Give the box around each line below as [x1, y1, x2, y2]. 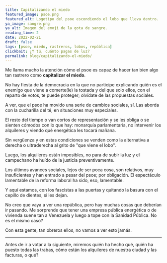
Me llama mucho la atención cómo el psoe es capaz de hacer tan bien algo [5, 67, 159, 73]
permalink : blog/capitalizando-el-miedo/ [5, 53, 92, 59]
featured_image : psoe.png [5, 12, 59, 17]
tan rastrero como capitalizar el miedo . [5, 72, 86, 78]
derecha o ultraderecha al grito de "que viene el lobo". [5, 142, 116, 148]
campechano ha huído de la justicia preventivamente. [5, 157, 115, 163]
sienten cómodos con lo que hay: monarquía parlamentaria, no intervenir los [5, 122, 162, 128]
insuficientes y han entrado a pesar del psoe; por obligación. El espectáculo [5, 172, 161, 178]
